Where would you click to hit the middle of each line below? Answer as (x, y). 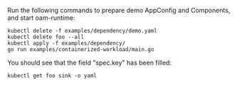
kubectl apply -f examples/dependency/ (67, 43)
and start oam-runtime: (41, 18)
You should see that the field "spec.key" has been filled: (90, 63)
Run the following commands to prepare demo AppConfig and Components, (119, 10)
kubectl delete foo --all (46, 37)
